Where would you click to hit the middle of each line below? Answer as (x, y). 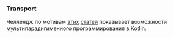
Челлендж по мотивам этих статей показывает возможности (87, 22)
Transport (21, 9)
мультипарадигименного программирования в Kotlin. (76, 28)
